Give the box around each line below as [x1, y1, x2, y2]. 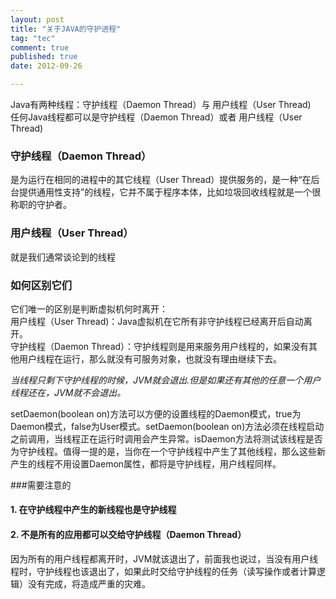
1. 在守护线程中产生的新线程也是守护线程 [10, 504, 177, 516]
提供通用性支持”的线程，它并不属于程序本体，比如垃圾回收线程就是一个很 [18, 186, 322, 198]
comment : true [10, 42, 70, 53]
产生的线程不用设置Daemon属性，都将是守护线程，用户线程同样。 [10, 457, 282, 470]
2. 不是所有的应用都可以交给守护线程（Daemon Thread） [10, 529, 247, 541]
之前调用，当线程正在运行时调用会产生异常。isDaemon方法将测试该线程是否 [10, 432, 323, 445]
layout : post [10, 14, 65, 25]
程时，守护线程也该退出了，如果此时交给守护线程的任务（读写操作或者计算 [10, 565, 317, 577]
